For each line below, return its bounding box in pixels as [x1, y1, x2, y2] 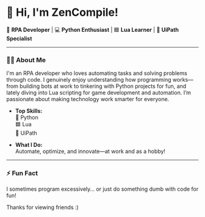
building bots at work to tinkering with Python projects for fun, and [19, 82, 187, 90]
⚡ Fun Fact [6, 169, 38, 177]
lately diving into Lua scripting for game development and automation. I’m [6, 89, 191, 96]
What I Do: [15, 141, 43, 149]
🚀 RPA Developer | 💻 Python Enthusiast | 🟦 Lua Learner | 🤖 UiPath [6, 26, 179, 33]
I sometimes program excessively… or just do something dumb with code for [6, 185, 199, 193]
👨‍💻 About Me [6, 55, 46, 64]
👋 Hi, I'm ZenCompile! [6, 5, 119, 20]
